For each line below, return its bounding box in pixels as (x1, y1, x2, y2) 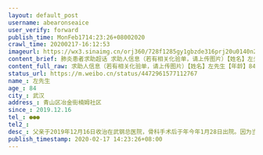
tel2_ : (8, 121, 30, 128)
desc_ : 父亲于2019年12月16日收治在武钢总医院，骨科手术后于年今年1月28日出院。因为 (8, 128, 252, 135)
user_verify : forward (8, 26, 79, 34)
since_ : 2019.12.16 (8, 106, 72, 114)
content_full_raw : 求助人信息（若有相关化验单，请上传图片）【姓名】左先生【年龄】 (8, 63, 249, 70)
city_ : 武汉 (8, 92, 45, 99)
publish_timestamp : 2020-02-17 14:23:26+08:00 (8, 135, 163, 143)
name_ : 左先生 (8, 77, 51, 85)
